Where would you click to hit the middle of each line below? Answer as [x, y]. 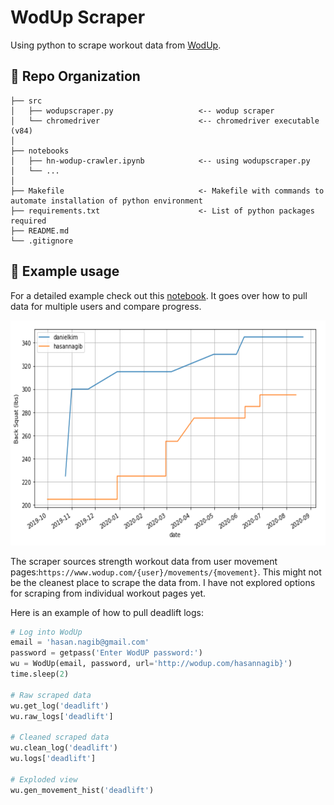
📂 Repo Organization [75, 76]
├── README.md [40, 231]
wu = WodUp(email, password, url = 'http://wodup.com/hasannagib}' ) [151, 664]
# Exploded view [44, 779]
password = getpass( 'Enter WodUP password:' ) [106, 653]
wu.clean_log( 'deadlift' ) [64, 748]
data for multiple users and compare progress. [106, 306]
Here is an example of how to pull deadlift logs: [107, 612]
